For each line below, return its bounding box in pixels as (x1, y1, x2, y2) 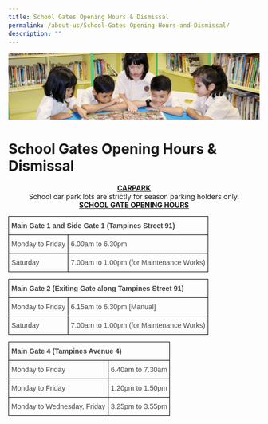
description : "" (8, 29, 62, 37)
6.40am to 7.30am (110, 365, 167, 374)
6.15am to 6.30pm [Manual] (70, 302, 156, 311)
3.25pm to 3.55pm (110, 402, 167, 410)
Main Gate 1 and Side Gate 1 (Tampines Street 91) (11, 221, 175, 230)
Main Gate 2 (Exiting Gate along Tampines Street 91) (11, 284, 184, 292)
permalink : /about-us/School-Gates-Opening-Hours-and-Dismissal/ (8, 21, 230, 29)
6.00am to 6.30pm (70, 239, 128, 249)
